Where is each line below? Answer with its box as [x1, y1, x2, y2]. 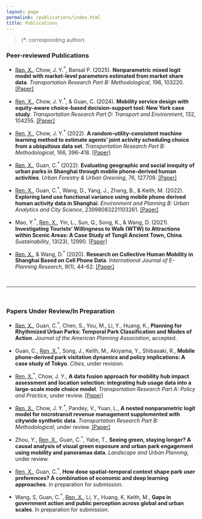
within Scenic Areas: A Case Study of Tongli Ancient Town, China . [14, 231, 183, 238]
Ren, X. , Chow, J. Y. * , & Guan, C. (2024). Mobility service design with [14, 97, 189, 105]
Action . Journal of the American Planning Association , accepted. [14, 335, 177, 342]
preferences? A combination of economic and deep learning [14, 474, 169, 481]
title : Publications [6, 20, 58, 26]
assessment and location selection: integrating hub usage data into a [14, 379, 192, 386]
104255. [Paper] [14, 117, 55, 124]
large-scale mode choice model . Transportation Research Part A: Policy [14, 385, 195, 392]
